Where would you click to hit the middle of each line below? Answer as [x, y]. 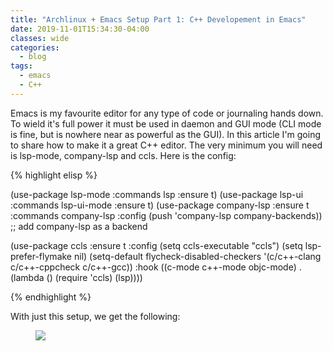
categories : [35, 47]
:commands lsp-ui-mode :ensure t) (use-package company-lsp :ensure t [160, 205]
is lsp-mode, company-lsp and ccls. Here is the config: [123, 155]
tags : [21, 66]
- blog [33, 57]
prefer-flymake [41, 256]
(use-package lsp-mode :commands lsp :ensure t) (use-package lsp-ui [157, 194]
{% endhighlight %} [51, 297]
